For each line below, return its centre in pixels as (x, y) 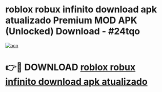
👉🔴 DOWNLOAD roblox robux (70, 67)
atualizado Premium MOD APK (71, 20)
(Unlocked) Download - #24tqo (73, 31)
